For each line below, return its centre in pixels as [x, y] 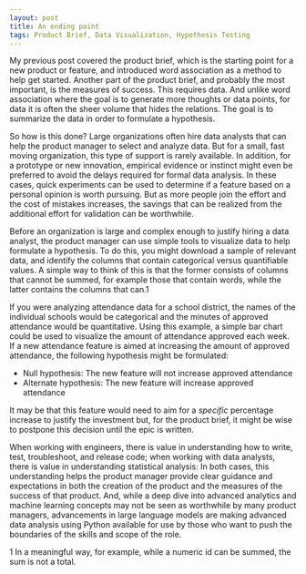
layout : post [34, 18]
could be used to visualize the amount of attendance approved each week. [149, 336]
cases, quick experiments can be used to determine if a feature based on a [150, 185]
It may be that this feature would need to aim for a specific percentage [142, 410]
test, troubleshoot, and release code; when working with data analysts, [143, 457]
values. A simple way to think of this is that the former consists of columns [149, 271]
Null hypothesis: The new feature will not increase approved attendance [158, 374]
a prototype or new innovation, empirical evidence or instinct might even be [151, 166]
